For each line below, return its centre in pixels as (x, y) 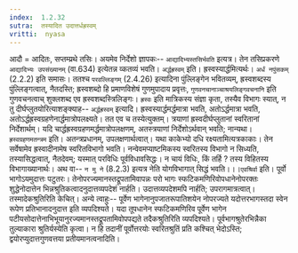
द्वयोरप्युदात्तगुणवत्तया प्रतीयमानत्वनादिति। (64, 239)
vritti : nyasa (37, 34)
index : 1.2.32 (37, 17)
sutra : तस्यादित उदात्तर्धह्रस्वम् (52, 26)
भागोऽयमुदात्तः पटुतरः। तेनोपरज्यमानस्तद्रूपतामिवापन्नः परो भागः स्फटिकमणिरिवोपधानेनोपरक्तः (134, 179)
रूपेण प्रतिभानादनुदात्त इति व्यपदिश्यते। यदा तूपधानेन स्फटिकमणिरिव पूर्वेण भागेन (118, 209)
